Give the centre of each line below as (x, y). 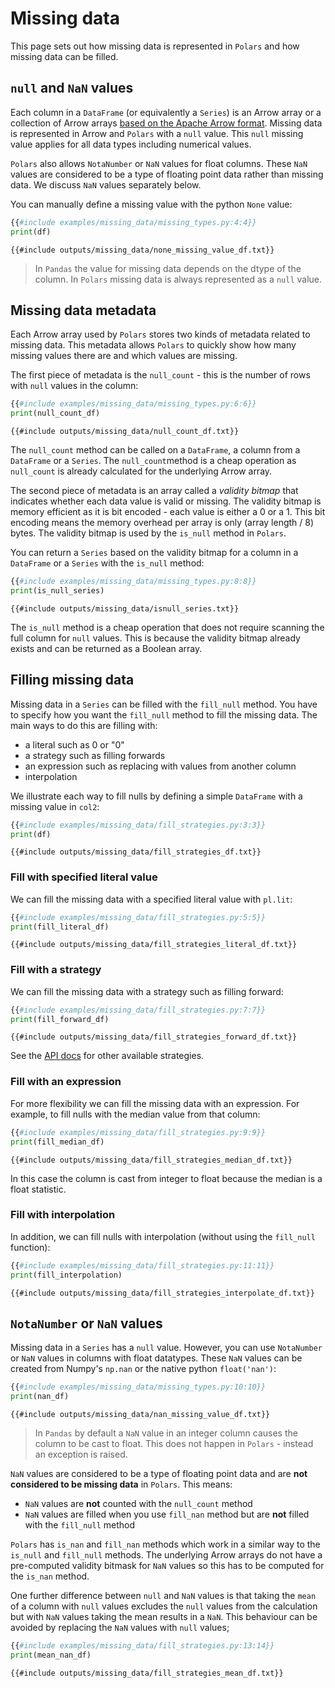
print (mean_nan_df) (51, 1655)
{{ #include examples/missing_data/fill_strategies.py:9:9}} (138, 1132)
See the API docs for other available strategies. (107, 1056)
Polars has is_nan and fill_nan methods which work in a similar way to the (165, 1544)
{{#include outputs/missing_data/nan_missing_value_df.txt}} (140, 1415)
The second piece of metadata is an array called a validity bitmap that (154, 491)
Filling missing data (72, 680)
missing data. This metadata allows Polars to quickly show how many (153, 345)
